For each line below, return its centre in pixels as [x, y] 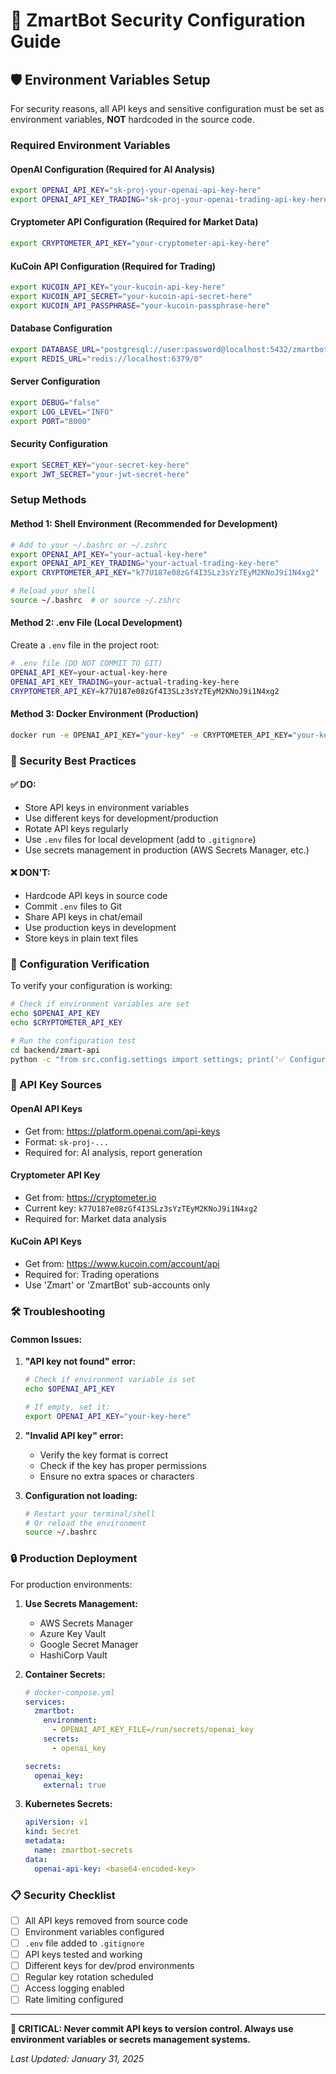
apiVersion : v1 [56, 1822]
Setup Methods [48, 500]
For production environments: [71, 1584]
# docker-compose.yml [69, 1692]
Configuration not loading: [81, 1495]
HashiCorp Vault [73, 1655]
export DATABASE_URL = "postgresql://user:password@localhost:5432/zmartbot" [171, 349]
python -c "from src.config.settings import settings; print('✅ [148, 1059]
